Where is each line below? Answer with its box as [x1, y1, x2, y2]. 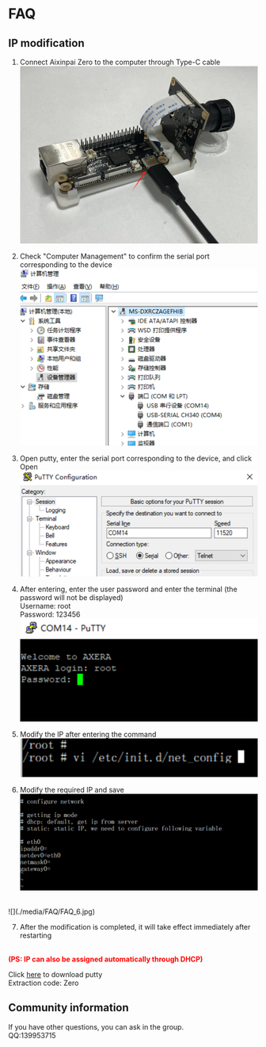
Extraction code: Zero [8, 978, 79, 988]
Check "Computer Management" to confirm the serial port [19, 251, 210, 262]
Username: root [19, 602, 71, 611]
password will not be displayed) [19, 593, 124, 602]
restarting [19, 930, 52, 940]
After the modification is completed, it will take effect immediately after [19, 923, 251, 932]
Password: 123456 [19, 609, 81, 619]
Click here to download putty [8, 970, 103, 980]
